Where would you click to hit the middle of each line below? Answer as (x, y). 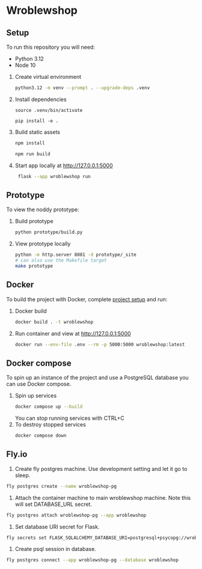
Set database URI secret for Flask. (57, 526)
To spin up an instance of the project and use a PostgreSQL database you (98, 378)
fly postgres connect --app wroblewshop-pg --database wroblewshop (93, 560)
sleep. (23, 475)
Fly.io (17, 454)
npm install (30, 143)
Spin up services (36, 396)
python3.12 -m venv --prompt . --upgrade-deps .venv (82, 88)
